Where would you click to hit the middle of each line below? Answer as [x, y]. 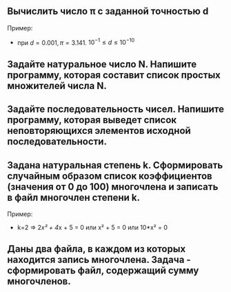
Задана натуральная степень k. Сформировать [115, 165]
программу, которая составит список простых [114, 75]
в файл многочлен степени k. [73, 197]
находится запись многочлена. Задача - [99, 260]
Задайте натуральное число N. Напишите [102, 64]
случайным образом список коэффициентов [110, 176]
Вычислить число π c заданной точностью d [108, 11]
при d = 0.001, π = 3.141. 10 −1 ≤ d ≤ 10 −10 [76, 42]
